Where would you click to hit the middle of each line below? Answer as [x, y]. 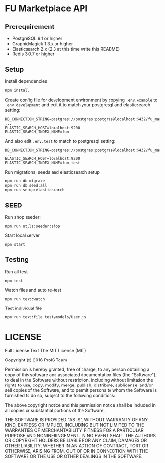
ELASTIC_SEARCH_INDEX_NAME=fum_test [42, 163]
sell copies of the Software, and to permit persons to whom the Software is [81, 390]
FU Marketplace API [46, 9]
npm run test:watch [25, 299]
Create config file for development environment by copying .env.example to [81, 100]
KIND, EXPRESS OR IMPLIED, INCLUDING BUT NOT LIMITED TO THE [75, 425]
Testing [17, 260]
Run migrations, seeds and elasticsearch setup [52, 172]
